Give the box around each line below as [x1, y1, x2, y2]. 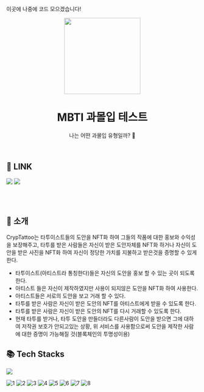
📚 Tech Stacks [6, 349, 65, 359]
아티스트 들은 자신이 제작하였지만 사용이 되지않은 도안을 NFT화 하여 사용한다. [15, 284, 199, 291]
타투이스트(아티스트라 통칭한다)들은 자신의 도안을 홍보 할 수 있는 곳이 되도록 [15, 269, 195, 276]
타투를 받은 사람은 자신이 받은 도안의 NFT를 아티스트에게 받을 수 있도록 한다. [15, 299, 197, 307]
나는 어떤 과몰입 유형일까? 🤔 [69, 132, 136, 139]
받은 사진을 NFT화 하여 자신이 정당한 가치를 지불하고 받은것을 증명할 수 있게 [17, 249, 197, 256]
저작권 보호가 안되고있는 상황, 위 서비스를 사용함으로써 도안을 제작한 [21, 323, 183, 330]
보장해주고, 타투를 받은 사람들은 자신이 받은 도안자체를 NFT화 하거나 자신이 [12, 241, 191, 248]
